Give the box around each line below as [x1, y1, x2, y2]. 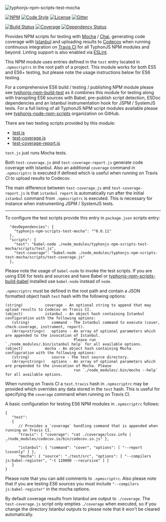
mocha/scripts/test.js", [5, 246, 56, 251]
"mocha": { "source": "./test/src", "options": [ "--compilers [18, 454, 152, 459]
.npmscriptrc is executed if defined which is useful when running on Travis [5, 170, 158, 176]
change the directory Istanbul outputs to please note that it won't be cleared [5, 506, 160, 512]
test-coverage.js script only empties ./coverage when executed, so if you [5, 501, 157, 507]
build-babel [5, 278, 29, 284]
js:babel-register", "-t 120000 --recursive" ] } [5, 458, 110, 463]
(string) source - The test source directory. [11, 355, 129, 360]
